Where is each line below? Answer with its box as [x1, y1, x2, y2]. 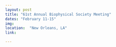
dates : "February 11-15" [5, 16, 56, 21]
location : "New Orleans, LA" [5, 26, 68, 31]
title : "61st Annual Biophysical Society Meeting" [5, 12, 112, 17]
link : [5, 30, 16, 35]
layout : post [5, 7, 32, 12]
